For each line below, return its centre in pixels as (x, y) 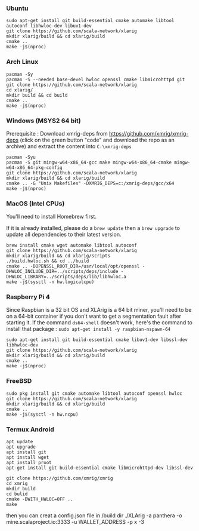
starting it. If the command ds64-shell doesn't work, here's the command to (99, 323)
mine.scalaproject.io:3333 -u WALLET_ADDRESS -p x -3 (75, 522)
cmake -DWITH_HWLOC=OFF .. (40, 499)
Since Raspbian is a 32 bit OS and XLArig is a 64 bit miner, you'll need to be (99, 310)
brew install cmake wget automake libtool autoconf (71, 245)
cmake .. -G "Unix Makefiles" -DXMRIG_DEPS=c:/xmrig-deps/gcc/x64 (90, 183)
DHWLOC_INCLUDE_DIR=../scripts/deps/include (62, 272)
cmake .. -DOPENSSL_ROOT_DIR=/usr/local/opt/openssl (73, 266)
